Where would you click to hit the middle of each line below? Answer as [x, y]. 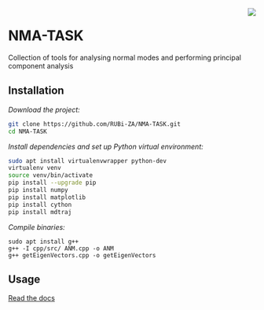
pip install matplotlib [47, 197]
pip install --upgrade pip [52, 183]
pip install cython [40, 205]
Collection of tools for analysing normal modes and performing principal [125, 57]
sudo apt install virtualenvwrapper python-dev [88, 161]
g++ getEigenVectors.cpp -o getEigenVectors [82, 255]
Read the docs [31, 298]
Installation [36, 91]
